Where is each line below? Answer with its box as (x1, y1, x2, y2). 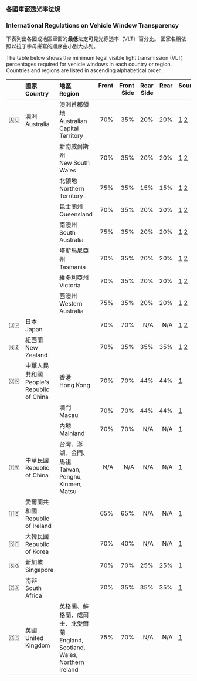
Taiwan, (59, 465, 81, 473)
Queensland (59, 210, 93, 218)
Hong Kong (59, 381, 91, 389)
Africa (25, 591, 42, 599)
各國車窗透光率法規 (6, 5, 60, 13)
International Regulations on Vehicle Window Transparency (6, 21, 179, 29)
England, (59, 636, 84, 645)
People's (25, 378, 50, 387)
